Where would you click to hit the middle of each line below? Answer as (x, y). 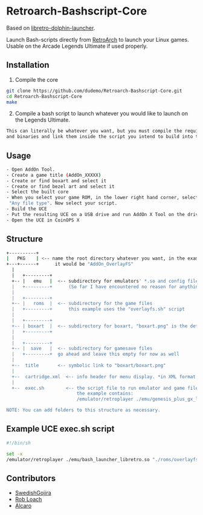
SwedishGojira (33, 493)
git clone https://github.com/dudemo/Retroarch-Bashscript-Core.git (94, 91)
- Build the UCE (27, 209)
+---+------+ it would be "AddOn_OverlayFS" (70, 264)
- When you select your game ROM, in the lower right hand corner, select (102, 198)
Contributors (31, 478)
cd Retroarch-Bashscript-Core (44, 96)
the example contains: (105, 394)
